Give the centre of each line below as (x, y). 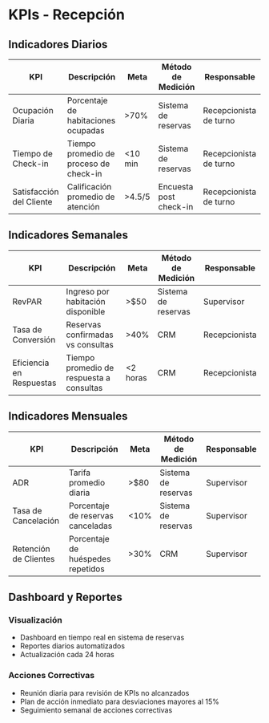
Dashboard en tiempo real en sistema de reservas (102, 638)
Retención (31, 549)
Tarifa (79, 473)
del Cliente (32, 202)
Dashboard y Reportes (65, 597)
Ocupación (33, 110)
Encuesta (176, 187)
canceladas (90, 526)
